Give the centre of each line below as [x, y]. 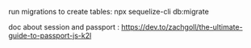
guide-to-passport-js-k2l [50, 36]
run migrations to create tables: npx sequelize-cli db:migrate [109, 12]
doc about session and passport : [64, 27]
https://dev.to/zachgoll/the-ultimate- [182, 27]
